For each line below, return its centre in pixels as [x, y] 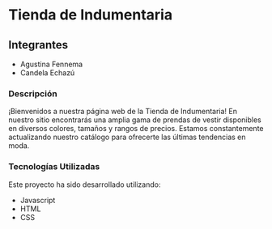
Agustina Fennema [51, 64]
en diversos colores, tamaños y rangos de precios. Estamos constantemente [136, 129]
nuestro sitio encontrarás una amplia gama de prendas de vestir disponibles [135, 120]
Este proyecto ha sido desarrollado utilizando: [85, 184]
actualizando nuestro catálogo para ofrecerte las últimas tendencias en [127, 137]
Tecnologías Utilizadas [54, 167]
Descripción [33, 93]
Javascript [38, 200]
